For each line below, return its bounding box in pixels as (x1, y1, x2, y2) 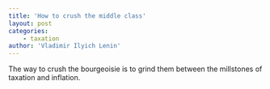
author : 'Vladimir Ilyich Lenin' (8, 42, 121, 50)
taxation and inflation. (8, 73, 81, 83)
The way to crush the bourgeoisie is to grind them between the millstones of (8, 64, 263, 74)
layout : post (8, 19, 53, 28)
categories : (8, 27, 49, 35)
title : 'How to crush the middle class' (8, 11, 147, 20)
